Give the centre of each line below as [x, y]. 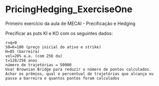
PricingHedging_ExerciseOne [69, 9]
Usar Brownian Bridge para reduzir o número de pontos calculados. [78, 69]
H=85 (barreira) [22, 51]
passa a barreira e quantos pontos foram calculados [62, 78]
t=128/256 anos [21, 60]
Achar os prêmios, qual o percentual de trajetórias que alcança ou [79, 74]
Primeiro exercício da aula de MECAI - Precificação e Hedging [71, 23]
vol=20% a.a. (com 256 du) [34, 56]
